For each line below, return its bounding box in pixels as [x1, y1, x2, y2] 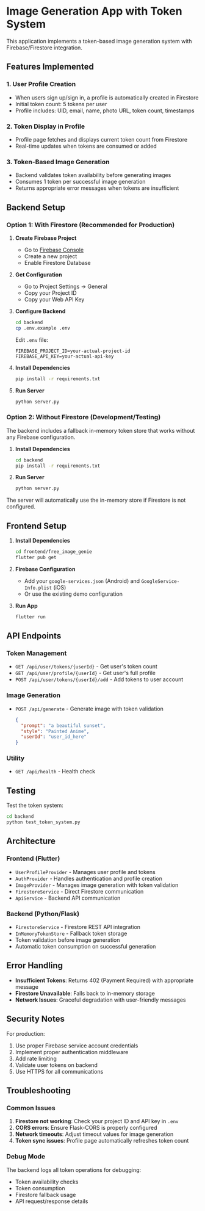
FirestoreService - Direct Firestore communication [15, 887, 144, 895]
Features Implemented [6, 62, 95, 72]
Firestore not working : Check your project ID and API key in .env [15, 1118, 179, 1125]
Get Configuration [15, 270, 62, 278]
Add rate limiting [15, 1055, 57, 1062]
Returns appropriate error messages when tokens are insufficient [15, 184, 179, 192]
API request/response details [15, 1198, 88, 1205]
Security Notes [6, 1014, 65, 1024]
